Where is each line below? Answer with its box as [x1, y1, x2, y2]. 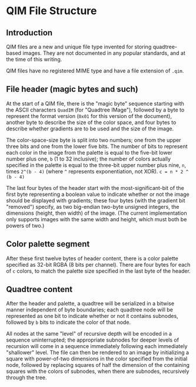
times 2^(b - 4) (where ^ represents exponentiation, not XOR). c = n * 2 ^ [6, 168, 189, 175]
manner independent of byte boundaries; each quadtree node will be [6, 306, 174, 313]
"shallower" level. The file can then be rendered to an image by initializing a [6, 349, 190, 356]
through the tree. [6, 374, 47, 381]
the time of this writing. [6, 56, 62, 63]
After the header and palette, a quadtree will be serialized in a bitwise [6, 300, 175, 307]
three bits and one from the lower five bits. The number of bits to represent [6, 143, 188, 150]
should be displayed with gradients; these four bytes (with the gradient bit [6, 196, 185, 204]
